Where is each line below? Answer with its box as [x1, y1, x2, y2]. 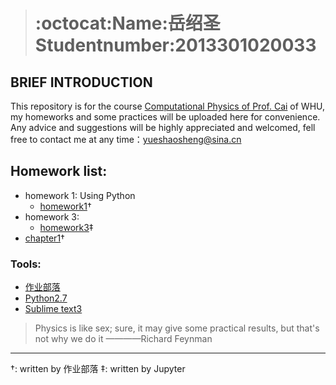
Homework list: [10, 163, 108, 180]
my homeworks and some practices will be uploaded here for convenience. [10, 111, 321, 123]
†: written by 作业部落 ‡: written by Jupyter [10, 363, 186, 375]
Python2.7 [24, 292, 68, 304]
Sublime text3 [24, 303, 83, 315]
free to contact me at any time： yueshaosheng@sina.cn [10, 134, 242, 145]
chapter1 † [24, 232, 65, 244]
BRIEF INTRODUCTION [10, 74, 153, 91]
